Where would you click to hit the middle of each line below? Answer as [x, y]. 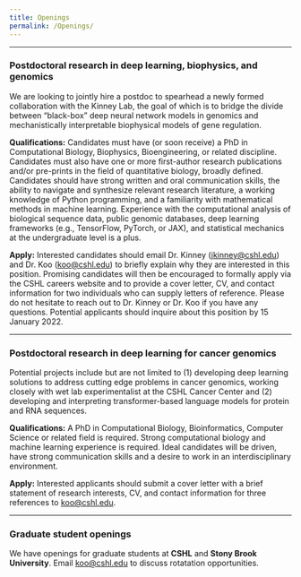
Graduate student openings [70, 534]
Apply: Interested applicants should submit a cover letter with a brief [136, 484]
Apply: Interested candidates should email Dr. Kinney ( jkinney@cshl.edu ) [145, 254]
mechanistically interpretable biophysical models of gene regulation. [136, 125]
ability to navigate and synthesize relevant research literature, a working [142, 190]
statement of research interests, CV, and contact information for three [138, 493]
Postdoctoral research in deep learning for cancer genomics [143, 353]
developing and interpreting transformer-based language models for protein [149, 401]
